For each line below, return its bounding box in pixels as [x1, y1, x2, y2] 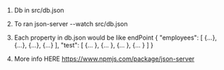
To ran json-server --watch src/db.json [13, 20, 129, 28]
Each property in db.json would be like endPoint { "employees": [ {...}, [13, 33, 218, 42]
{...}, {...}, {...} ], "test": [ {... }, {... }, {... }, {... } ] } [13, 41, 154, 49]
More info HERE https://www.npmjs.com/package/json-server [13, 54, 195, 63]
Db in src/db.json [13, 6, 65, 14]
